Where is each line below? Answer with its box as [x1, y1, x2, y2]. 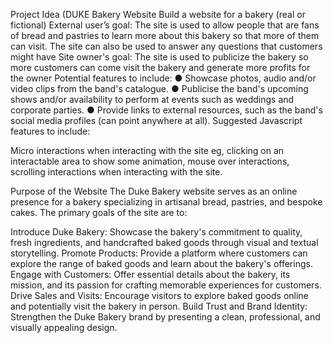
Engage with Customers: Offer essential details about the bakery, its [10, 269, 291, 280]
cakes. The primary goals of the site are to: [10, 207, 188, 218]
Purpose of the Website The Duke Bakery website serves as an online [10, 185, 298, 197]
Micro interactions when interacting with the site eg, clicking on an [10, 145, 285, 156]
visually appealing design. [10, 322, 118, 333]
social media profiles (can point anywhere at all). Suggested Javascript [10, 115, 303, 126]
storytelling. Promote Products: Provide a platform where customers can [10, 247, 308, 259]
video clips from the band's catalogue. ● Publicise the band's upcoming [10, 83, 309, 94]
